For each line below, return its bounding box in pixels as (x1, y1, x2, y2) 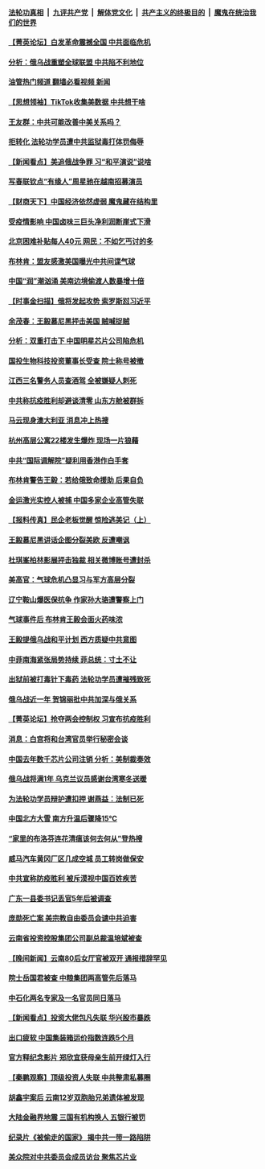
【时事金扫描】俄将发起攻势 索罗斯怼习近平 (8, 296, 151, 306)
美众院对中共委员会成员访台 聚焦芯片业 (8, 1152, 137, 1162)
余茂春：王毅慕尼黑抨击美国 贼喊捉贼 (8, 316, 130, 326)
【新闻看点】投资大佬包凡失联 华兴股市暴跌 (8, 1013, 151, 1023)
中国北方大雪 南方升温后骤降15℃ (8, 813, 118, 824)
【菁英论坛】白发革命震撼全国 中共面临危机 (8, 37, 151, 47)
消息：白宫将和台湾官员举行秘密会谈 (8, 734, 128, 743)
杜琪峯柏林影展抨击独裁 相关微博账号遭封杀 (8, 555, 151, 565)
